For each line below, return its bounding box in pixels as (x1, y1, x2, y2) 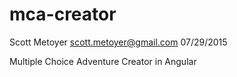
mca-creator (9, 3, 117, 26)
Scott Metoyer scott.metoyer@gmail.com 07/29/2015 (9, 36, 228, 48)
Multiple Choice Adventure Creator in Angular (9, 55, 197, 67)
